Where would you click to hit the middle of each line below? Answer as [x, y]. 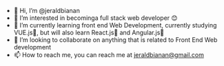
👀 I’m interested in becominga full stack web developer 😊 [95, 18]
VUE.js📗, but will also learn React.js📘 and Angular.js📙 [89, 32]
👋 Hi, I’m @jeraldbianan [47, 11]
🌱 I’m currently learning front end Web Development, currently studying [115, 25]
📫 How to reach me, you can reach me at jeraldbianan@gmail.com [109, 55]
